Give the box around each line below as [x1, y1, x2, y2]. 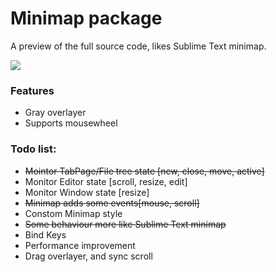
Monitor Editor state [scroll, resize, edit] [24, 175, 188, 187]
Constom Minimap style [24, 207, 123, 219]
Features [10, 83, 55, 97]
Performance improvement [24, 239, 136, 251]
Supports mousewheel [24, 117, 118, 129]
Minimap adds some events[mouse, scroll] [24, 197, 200, 209]
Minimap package [10, 7, 163, 30]
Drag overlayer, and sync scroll [24, 250, 153, 262]
